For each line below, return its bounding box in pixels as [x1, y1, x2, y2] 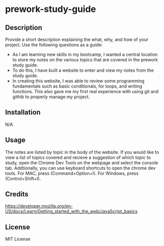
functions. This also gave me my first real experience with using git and [12, 89, 159, 94]
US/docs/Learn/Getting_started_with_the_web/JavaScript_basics [5, 208, 138, 215]
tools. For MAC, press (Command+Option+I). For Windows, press [5, 170, 139, 176]
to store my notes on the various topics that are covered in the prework [12, 57, 158, 63]
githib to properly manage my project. [12, 94, 90, 100]
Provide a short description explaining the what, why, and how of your [5, 36, 149, 42]
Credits [5, 190, 29, 199]
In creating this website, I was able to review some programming [12, 78, 145, 84]
